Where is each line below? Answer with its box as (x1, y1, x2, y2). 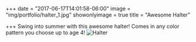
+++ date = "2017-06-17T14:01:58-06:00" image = (5, 5, 131, 12)
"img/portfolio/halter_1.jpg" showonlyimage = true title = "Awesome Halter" (5, 11, 191, 18)
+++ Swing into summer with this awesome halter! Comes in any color (5, 23, 180, 30)
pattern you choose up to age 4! (5, 29, 85, 36)
